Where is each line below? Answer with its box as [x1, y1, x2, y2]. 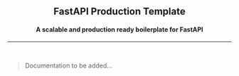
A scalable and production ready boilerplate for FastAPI [36, 25, 203, 34]
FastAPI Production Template [53, 6, 186, 18]
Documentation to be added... [24, 61, 112, 70]
